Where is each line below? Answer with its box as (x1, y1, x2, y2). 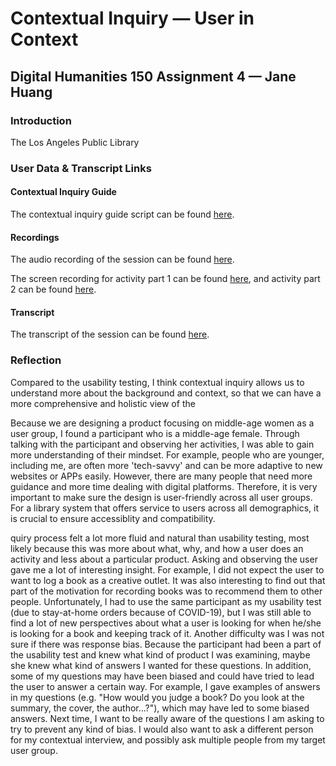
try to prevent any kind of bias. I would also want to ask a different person (10, 723, 314, 735)
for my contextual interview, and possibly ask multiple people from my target (10, 733, 326, 746)
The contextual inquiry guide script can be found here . (10, 208, 235, 220)
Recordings (10, 231, 60, 243)
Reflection (10, 353, 62, 367)
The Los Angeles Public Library (10, 136, 140, 148)
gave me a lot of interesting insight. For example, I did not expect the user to (10, 563, 325, 576)
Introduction (10, 113, 72, 127)
